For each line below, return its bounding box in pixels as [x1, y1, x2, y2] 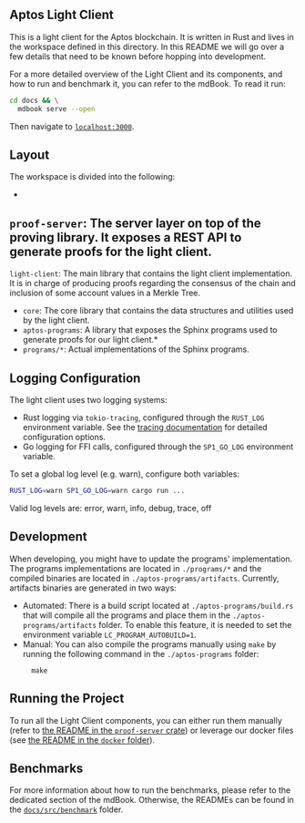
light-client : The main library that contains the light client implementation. [9, 268, 293, 279]
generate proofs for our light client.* [22, 334, 158, 345]
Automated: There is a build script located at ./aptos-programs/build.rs [22, 600, 294, 611]
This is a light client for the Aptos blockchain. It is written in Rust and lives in [9, 31, 294, 42]
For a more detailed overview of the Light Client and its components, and [9, 68, 283, 79]
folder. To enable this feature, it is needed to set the [98, 619, 292, 630]
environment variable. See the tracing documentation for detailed [22, 422, 268, 432]
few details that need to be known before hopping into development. [9, 50, 267, 62]
